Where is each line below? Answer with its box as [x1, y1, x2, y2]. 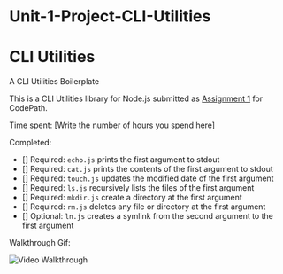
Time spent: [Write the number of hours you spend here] [9, 120, 215, 130]
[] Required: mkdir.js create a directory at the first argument [21, 192, 243, 203]
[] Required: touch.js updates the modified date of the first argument [21, 173, 274, 184]
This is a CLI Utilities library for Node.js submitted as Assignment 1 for [9, 93, 264, 104]
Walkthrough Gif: [9, 238, 71, 248]
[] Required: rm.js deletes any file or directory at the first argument [21, 201, 266, 212]
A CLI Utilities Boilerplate [9, 76, 100, 87]
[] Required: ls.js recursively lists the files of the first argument [21, 183, 255, 193]
